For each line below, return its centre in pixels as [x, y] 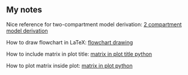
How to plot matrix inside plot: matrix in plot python [70, 65]
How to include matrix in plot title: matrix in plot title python [79, 54]
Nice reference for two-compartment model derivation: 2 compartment [94, 24]
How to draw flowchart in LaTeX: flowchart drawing [70, 42]
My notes [24, 10]
